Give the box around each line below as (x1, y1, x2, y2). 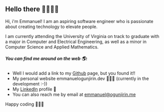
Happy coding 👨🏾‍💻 (5, 101, 44, 107)
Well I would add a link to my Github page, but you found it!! (12, 70, 135, 76)
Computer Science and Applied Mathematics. (5, 43, 99, 50)
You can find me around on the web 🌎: (5, 55, 87, 61)
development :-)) (12, 80, 47, 86)
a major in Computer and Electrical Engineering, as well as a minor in (5, 38, 146, 44)
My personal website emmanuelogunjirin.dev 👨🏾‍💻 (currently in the (12, 75, 149, 81)
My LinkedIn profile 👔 (12, 86, 56, 92)
